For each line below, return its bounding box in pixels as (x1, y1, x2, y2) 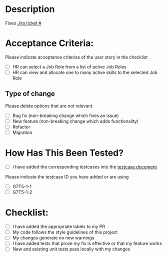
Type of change (5, 89, 55, 98)
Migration (12, 129, 32, 135)
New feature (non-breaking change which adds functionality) (12, 118, 139, 124)
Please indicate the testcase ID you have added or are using (5, 174, 129, 180)
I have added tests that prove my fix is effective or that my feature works (12, 240, 162, 246)
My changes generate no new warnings (12, 235, 94, 241)
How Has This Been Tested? (5, 147, 124, 158)
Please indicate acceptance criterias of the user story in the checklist (5, 54, 148, 60)
